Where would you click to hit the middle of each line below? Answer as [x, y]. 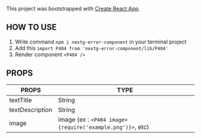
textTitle [21, 100]
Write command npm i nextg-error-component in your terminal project [100, 42]
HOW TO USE [31, 27]
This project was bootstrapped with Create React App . [73, 9]
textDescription [31, 110]
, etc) [142, 126]
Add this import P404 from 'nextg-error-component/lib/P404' [92, 48]
